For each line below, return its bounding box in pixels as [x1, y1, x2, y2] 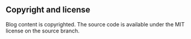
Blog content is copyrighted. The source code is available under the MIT [5, 20, 185, 28]
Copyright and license [5, 5, 91, 15]
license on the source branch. [5, 27, 80, 34]
